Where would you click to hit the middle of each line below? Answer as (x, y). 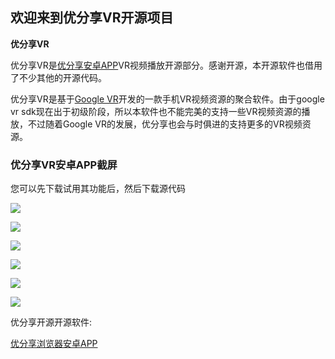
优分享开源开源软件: (51, 322)
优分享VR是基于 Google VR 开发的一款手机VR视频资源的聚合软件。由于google (167, 99)
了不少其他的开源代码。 (58, 77)
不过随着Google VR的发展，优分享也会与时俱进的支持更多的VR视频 (165, 124)
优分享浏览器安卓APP (54, 344)
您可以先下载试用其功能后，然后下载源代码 (98, 189)
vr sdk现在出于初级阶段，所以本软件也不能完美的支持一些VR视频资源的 (156, 111)
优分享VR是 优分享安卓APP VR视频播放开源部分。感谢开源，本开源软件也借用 (166, 65)
